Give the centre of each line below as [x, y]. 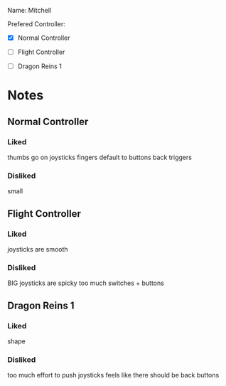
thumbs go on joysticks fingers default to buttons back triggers [99, 157]
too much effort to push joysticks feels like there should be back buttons [113, 375]
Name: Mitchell [29, 10]
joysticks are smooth [38, 250]
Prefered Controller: [36, 24]
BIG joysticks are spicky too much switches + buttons [86, 283]
